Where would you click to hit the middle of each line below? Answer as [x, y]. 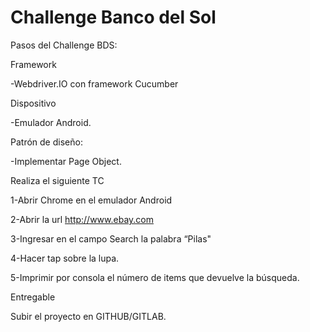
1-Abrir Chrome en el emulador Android [91, 200]
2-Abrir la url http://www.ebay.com [82, 219]
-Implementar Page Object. [66, 161]
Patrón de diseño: [46, 142]
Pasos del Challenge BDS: [64, 45]
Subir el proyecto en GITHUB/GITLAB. [88, 316]
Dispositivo [33, 103]
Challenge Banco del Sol [113, 17]
